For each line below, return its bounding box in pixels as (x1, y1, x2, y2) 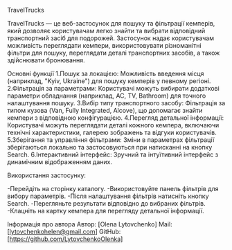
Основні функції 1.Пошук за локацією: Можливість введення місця (7, 69, 204, 78)
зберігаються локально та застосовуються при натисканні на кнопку (7, 143, 213, 151)
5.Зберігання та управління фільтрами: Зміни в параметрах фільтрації (7, 136, 215, 144)
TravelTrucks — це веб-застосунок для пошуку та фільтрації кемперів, (7, 19, 215, 27)
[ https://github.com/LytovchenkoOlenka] (7, 235, 123, 243)
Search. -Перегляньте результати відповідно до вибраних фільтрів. (7, 199, 206, 207)
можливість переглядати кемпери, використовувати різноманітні (7, 42, 202, 49)
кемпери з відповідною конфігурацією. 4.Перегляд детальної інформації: (7, 114, 224, 122)
